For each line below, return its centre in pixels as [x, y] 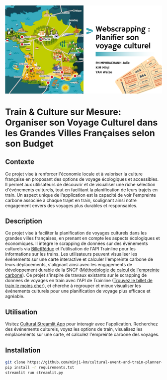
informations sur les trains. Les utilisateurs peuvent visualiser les [71, 254]
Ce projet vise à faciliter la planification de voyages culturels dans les [76, 233]
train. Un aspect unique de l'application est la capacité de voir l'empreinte [81, 195]
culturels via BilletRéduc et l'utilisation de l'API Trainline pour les [70, 249]
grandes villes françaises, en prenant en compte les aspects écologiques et [83, 238]
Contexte [20, 162]
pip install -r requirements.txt [40, 367]
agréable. [15, 297]
